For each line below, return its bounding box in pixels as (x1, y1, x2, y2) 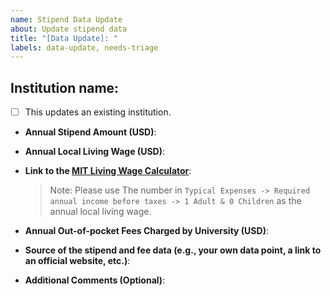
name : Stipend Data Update (10, 14, 123, 25)
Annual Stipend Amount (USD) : (24, 126, 157, 138)
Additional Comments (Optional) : (24, 274, 166, 286)
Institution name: (10, 79, 120, 96)
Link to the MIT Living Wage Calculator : (24, 165, 192, 177)
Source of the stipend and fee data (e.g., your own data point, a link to (24, 244, 322, 256)
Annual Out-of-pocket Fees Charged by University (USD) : (24, 225, 269, 237)
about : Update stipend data (10, 24, 128, 34)
